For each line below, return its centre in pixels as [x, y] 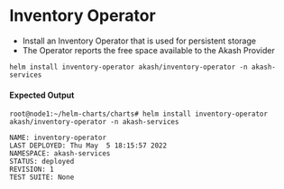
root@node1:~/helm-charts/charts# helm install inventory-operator [139, 114]
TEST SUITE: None [42, 177]
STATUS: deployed [42, 162]
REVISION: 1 [32, 170]
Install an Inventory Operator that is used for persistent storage [139, 41]
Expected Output [42, 95]
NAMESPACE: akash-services [60, 154]
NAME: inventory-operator [58, 138]
